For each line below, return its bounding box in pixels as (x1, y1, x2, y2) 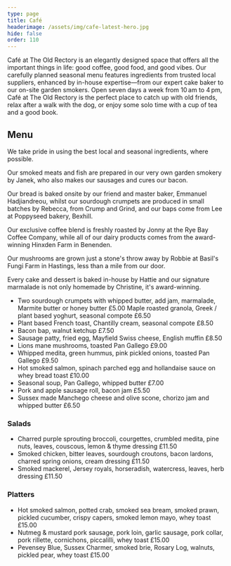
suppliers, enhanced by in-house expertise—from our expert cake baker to (7, 78, 224, 87)
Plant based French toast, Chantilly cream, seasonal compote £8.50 (17, 318, 214, 327)
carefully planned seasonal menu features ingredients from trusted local (7, 71, 216, 80)
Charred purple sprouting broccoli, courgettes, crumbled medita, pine (17, 434, 220, 444)
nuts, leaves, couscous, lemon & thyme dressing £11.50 (17, 442, 178, 451)
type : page (7, 10, 39, 18)
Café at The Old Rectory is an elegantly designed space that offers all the (7, 56, 220, 64)
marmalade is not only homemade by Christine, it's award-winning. (7, 282, 202, 291)
